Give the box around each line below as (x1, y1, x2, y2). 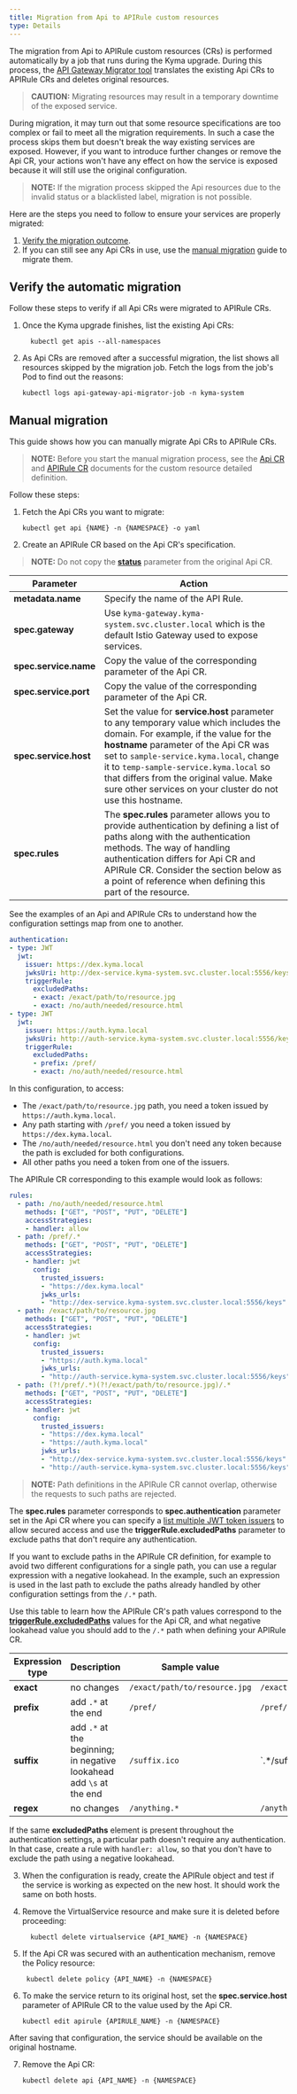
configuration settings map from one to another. (9, 918, 184, 929)
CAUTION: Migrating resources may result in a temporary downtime (30, 90, 279, 102)
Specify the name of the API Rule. (104, 593, 244, 605)
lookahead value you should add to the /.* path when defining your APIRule (9, 1624, 286, 1635)
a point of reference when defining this (104, 875, 266, 887)
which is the (215, 618, 265, 630)
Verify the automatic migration (9, 279, 182, 294)
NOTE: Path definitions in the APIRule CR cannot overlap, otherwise (30, 1479, 278, 1490)
